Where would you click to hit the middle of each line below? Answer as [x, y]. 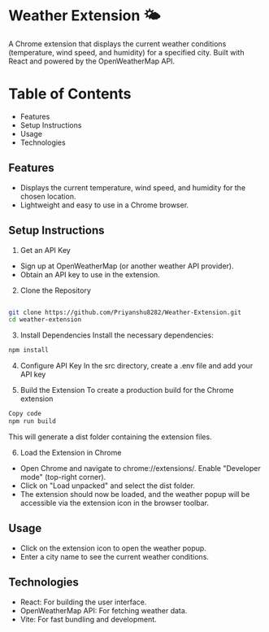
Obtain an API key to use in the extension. [90, 274]
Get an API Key [45, 250]
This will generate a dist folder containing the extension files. [111, 437]
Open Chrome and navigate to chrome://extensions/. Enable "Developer [141, 468]
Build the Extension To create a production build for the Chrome [127, 390]
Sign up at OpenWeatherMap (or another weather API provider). [127, 266]
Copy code [25, 414]
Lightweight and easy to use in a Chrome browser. [104, 205]
